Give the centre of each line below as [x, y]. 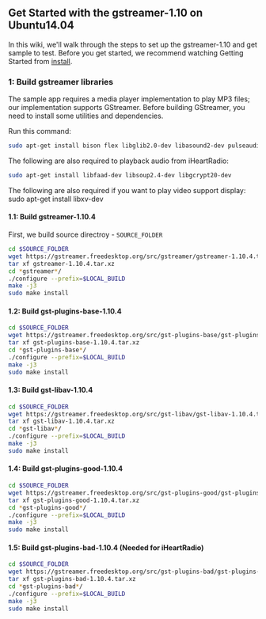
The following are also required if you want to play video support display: [127, 190]
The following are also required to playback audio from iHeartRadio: [119, 161]
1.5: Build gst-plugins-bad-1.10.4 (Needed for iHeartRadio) [106, 547]
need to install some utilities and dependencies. [86, 116]
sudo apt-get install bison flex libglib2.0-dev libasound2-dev [116, 146]
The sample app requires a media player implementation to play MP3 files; [129, 99]
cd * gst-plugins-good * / [47, 507]
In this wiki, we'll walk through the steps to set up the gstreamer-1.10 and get [133, 44]
